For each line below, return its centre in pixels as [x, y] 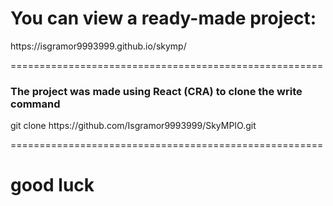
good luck [52, 185]
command [35, 104]
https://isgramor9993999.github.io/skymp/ [98, 46]
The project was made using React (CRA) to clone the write [156, 91]
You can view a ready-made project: [163, 18]
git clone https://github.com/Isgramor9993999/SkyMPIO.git [133, 126]
